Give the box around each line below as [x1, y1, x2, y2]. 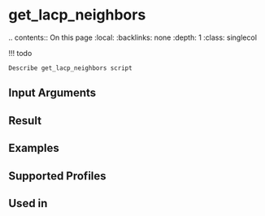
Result [8, 114, 42, 127]
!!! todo [8, 48, 33, 58]
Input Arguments [8, 86, 97, 100]
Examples [8, 141, 59, 155]
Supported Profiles [8, 169, 107, 183]
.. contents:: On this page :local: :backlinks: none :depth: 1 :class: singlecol [8, 32, 258, 42]
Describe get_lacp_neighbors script [8, 63, 132, 72]
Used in [8, 197, 48, 210]
